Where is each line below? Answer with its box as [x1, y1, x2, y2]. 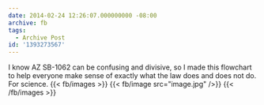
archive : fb [8, 19, 47, 27]
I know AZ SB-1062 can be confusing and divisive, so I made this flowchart [8, 62, 252, 72]
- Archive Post [15, 33, 66, 42]
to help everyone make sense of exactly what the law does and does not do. [8, 71, 257, 81]
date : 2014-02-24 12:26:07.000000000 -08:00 [8, 11, 157, 20]
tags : [8, 26, 26, 34]
